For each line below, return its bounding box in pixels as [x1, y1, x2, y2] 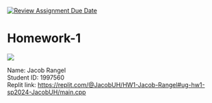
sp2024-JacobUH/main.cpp [7, 88, 87, 96]
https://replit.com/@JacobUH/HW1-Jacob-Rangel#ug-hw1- [37, 80, 205, 89]
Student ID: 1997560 [7, 73, 65, 82]
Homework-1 [7, 31, 81, 46]
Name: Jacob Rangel [7, 66, 66, 74]
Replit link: [7, 80, 36, 89]
